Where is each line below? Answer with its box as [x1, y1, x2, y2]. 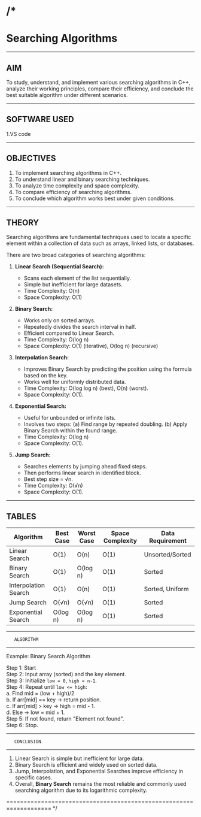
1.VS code [6, 130, 31, 137]
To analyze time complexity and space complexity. [14, 181, 139, 189]
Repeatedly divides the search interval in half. [23, 323, 136, 331]
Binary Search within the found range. [23, 427, 118, 434]
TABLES [6, 511, 37, 522]
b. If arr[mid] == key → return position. [6, 696, 102, 703]
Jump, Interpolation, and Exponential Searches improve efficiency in [14, 768, 184, 775]
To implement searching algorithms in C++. [14, 169, 121, 176]
